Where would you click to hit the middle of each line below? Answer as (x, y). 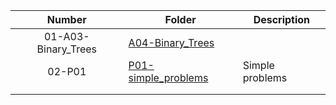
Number (66, 19)
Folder (180, 19)
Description (282, 19)
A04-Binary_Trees (171, 42)
